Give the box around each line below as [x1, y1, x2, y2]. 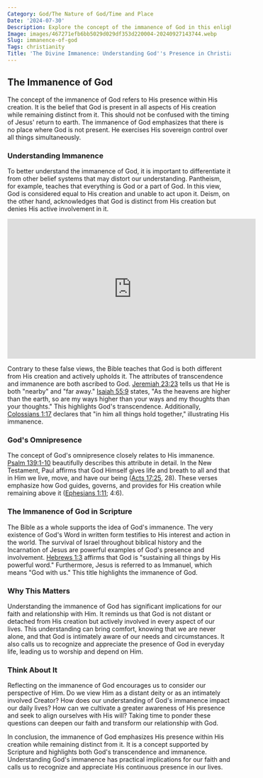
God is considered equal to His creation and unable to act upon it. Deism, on [7, 189, 230, 198]
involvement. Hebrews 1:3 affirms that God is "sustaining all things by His [7, 553, 221, 561]
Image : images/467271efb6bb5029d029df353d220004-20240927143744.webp [7, 30, 218, 38]
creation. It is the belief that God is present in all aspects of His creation [7, 102, 216, 111]
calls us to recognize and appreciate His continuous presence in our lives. [7, 763, 223, 772]
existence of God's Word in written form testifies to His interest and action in [7, 530, 230, 539]
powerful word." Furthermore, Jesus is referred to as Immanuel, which [7, 561, 213, 569]
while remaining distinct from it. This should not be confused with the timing [7, 110, 230, 119]
